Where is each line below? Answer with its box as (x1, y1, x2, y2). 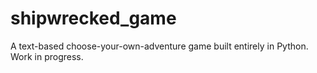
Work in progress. (10, 50, 84, 62)
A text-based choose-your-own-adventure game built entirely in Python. (10, 40, 309, 52)
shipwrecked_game (10, 7, 177, 30)
